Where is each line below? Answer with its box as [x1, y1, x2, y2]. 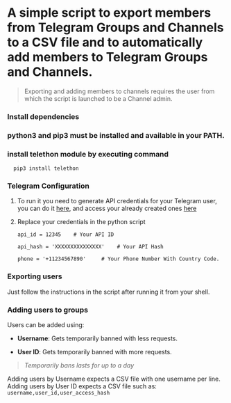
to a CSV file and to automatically [7, 35, 203, 50]
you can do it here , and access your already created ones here [17, 204, 197, 213]
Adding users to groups [7, 305, 89, 315]
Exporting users [7, 271, 62, 281]
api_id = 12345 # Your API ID [17, 231, 114, 238]
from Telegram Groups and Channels [7, 19, 224, 35]
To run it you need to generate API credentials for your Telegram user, [17, 197, 217, 205]
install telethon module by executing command [7, 149, 169, 159]
